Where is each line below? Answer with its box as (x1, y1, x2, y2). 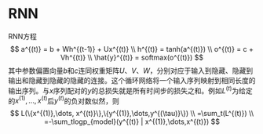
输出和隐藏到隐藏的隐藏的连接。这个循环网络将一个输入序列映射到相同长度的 (8, 75, 256, 85)
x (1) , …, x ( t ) (15, 95, 48, 106)
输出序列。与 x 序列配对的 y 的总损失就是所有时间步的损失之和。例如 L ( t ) (8, 84, 232, 95)
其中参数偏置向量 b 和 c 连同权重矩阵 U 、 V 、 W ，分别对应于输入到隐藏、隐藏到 (8, 66, 254, 75)
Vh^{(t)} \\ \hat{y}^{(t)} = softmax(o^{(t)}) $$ (60, 53, 204, 62)
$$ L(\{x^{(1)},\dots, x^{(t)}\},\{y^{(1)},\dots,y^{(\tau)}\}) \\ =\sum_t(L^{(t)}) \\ (10, 109, 254, 118)
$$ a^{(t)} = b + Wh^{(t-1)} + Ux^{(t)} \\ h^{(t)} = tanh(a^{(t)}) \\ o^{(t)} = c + (10, 44, 254, 53)
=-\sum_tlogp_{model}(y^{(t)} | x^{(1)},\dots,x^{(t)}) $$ (44, 117, 220, 126)
